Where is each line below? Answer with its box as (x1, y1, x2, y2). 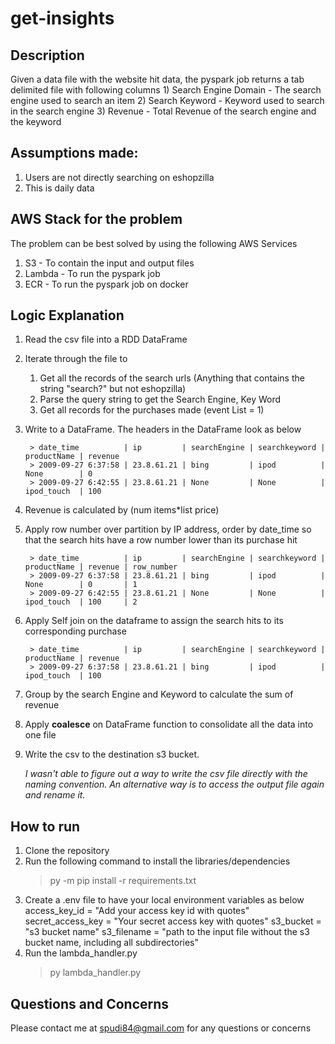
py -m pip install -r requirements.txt (49, 875, 197, 887)
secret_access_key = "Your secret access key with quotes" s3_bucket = (24, 915, 322, 927)
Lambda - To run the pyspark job (24, 267, 161, 279)
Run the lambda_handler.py (24, 947, 138, 959)
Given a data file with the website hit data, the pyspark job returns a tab (10, 73, 305, 85)
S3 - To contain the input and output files (24, 257, 195, 269)
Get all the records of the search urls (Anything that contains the (39, 372, 305, 384)
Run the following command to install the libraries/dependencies (24, 855, 291, 867)
